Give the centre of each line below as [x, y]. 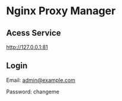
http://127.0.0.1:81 [27, 47]
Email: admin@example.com [41, 80]
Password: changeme [33, 91]
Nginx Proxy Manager [61, 11]
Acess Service [34, 33]
